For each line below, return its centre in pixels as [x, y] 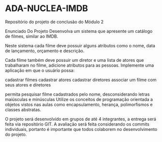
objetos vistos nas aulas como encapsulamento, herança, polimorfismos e [79, 104]
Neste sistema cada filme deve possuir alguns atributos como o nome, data [80, 45]
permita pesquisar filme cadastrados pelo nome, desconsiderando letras [77, 94]
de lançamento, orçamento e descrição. [45, 51]
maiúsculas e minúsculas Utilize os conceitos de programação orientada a [79, 99]
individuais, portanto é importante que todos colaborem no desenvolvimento [81, 129]
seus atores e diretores [28, 85]
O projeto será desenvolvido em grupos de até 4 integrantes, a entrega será [81, 119]
